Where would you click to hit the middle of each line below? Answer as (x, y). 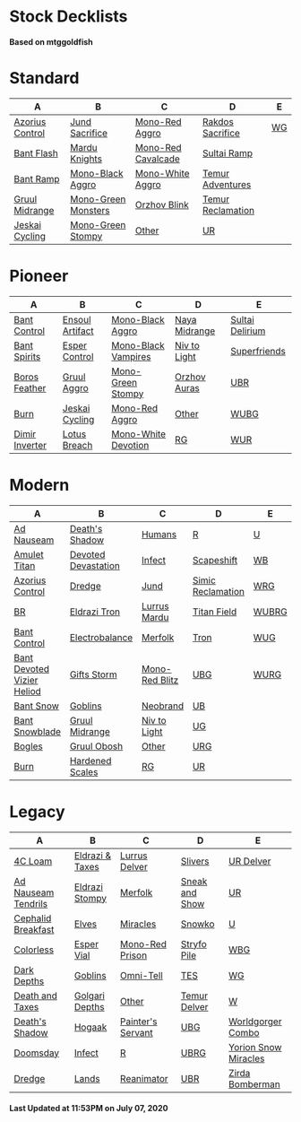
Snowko (198, 924)
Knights (86, 159)
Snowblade (37, 731)
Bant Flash (36, 152)
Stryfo (194, 944)
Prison (133, 955)
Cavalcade (158, 159)
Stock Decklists (69, 17)
